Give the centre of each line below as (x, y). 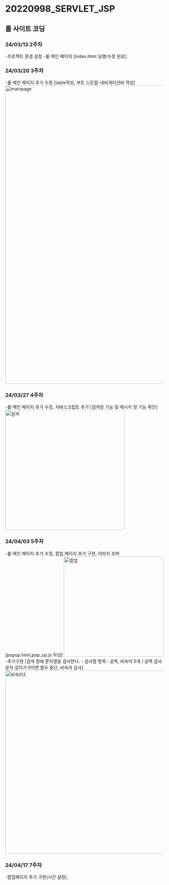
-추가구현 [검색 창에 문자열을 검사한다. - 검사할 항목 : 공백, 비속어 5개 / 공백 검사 (83, 661)
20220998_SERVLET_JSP (60, 9)
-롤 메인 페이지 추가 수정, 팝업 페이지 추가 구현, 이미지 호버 (62, 553)
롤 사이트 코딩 (25, 29)
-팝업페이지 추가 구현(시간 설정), (37, 877)
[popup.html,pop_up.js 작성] (34, 655)
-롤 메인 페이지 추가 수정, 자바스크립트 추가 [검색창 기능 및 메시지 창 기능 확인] (81, 407)
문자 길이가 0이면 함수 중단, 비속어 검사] (44, 667)
